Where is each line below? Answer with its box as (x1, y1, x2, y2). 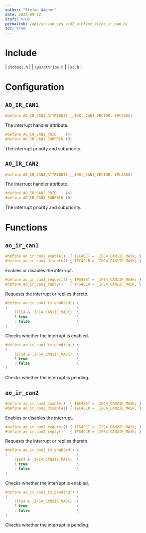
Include (5, 47, 37, 59)
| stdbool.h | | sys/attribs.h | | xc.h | (5, 64, 82, 70)
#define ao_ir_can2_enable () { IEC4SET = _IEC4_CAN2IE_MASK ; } (5, 401, 142, 406)
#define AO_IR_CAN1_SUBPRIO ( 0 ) (5, 136, 72, 141)
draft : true (5, 16, 30, 21)
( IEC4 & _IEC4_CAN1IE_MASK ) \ (14, 310, 79, 315)
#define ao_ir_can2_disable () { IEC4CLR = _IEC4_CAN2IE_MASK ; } (5, 406, 142, 411)
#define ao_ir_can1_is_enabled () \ (5, 300, 79, 305)
